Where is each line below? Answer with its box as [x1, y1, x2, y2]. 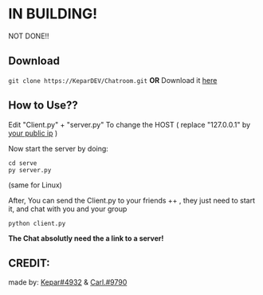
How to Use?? [8, 99, 78, 112]
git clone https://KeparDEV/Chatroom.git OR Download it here [8, 75, 218, 85]
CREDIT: [8, 256, 50, 269]
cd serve [8, 159, 37, 167]
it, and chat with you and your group [8, 204, 128, 214]
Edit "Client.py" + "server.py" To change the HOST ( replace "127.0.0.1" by [8, 120, 251, 129]
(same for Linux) [8, 180, 62, 190]
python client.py [8, 219, 66, 227]
